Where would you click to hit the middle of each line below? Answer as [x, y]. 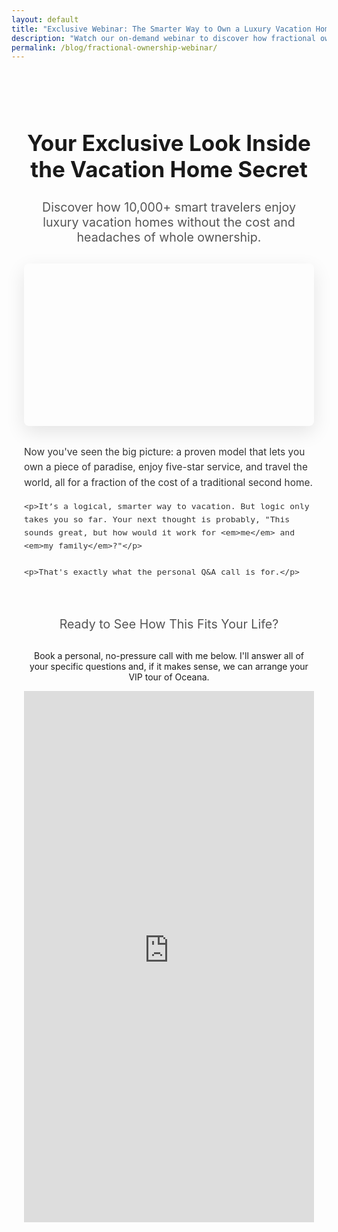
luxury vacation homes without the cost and [169, 222]
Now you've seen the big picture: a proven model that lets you [165, 451]
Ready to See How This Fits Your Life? [169, 624]
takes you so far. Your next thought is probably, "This [157, 519]
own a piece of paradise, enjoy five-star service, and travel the [166, 467]
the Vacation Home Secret [169, 169]
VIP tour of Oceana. [169, 677]
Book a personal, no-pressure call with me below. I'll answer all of [169, 655]
